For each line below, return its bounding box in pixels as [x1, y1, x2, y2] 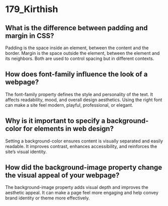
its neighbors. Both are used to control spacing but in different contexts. [5, 55, 154, 61]
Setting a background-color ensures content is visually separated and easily [5, 138, 163, 144]
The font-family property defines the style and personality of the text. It [5, 91, 153, 97]
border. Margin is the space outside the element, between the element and [5, 50, 160, 56]
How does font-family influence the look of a [5, 70, 148, 79]
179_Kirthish [5, 4, 58, 15]
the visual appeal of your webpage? [5, 171, 120, 180]
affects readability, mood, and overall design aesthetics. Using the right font [5, 97, 162, 103]
